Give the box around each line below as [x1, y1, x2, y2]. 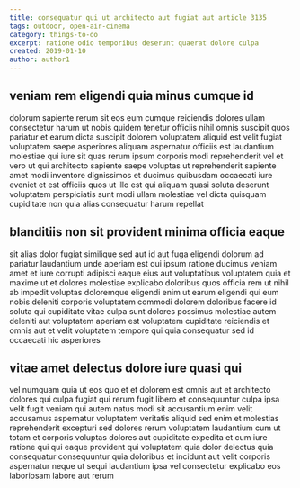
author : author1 [9, 55, 70, 64]
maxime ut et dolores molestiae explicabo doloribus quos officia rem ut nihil [9, 276, 289, 288]
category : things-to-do [9, 30, 99, 39]
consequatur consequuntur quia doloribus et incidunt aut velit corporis [9, 451, 271, 462]
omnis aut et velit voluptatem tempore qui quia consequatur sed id [9, 325, 254, 336]
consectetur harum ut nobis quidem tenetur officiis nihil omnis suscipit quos [9, 122, 290, 132]
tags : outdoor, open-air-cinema [9, 22, 130, 31]
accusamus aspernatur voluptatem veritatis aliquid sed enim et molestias [9, 413, 279, 424]
